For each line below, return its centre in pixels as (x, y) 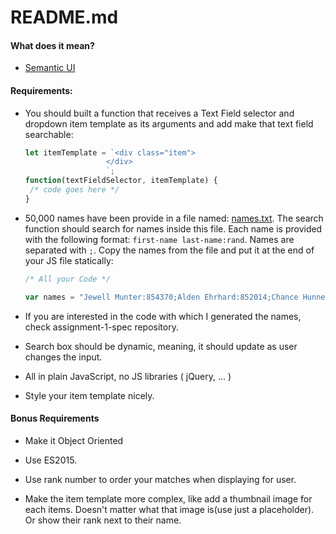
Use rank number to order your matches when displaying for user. (160, 479)
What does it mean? (52, 45)
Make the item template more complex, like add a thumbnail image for (168, 498)
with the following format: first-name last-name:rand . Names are (159, 239)
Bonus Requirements (55, 418)
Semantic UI (50, 68)
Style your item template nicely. (89, 395)
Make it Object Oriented (74, 440)
